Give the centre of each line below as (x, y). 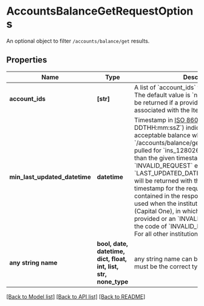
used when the (156, 203)
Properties (27, 60)
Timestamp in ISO (160, 120)
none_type (113, 282)
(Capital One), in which (167, 211)
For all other (151, 234)
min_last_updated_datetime (50, 177)
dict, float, (112, 259)
